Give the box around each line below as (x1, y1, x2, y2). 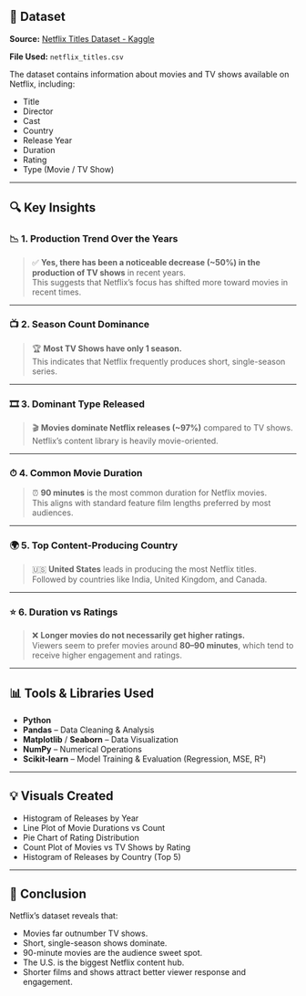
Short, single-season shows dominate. (22, 938, 168, 949)
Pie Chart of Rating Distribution (22, 832, 139, 843)
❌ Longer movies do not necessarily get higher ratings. (31, 629, 246, 640)
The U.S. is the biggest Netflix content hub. (22, 957, 185, 968)
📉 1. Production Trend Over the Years (9, 233, 178, 245)
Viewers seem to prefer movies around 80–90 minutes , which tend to (31, 639, 294, 650)
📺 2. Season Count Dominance (9, 318, 150, 331)
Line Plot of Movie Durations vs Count (22, 822, 166, 833)
